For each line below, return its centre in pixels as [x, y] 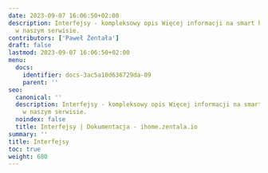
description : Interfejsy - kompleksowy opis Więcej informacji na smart [132, 23]
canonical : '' [39, 97]
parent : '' [41, 82]
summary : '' [28, 134]
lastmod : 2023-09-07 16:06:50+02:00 [69, 53]
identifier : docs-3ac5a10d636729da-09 [87, 75]
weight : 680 [28, 156]
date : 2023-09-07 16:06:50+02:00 [64, 16]
